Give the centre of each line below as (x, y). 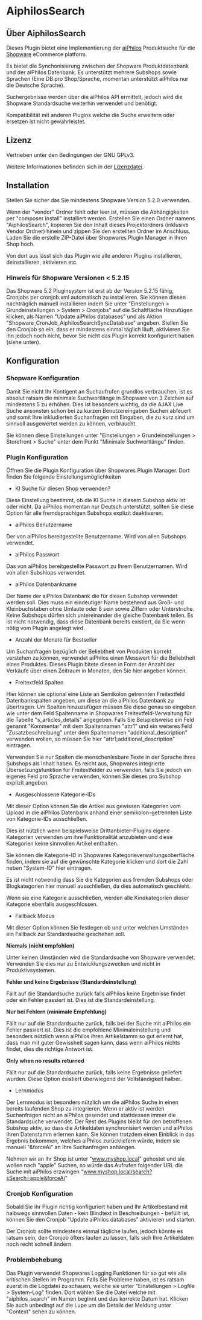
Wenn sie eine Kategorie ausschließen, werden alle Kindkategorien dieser (98, 898)
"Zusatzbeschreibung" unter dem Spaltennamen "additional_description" (97, 732)
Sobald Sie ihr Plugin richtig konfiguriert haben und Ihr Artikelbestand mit (97, 1207)
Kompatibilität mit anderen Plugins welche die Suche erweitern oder (90, 115)
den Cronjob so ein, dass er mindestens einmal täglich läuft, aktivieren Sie (98, 329)
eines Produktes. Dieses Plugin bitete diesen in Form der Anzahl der (90, 664)
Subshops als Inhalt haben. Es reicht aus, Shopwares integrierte (86, 763)
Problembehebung (34, 1260)
